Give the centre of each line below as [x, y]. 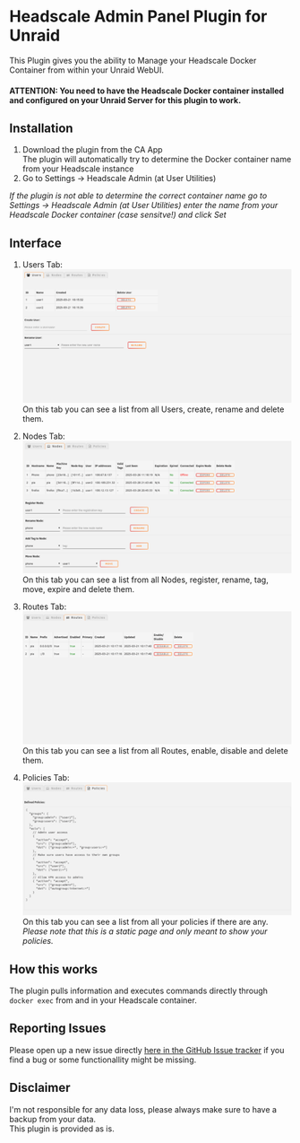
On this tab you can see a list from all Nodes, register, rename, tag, [145, 580]
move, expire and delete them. [78, 589]
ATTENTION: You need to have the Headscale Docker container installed [147, 91]
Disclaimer [40, 1088]
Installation [41, 128]
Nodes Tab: [43, 436]
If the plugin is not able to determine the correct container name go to [138, 196]
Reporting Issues [58, 1029]
